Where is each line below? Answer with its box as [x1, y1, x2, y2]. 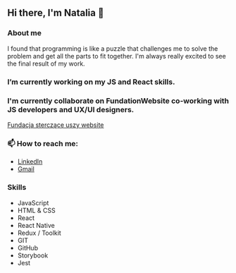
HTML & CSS [17, 206, 56, 214]
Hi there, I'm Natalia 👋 [7, 7, 104, 19]
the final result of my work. [7, 59, 86, 68]
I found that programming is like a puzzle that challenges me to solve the [7, 44, 218, 53]
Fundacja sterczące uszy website [7, 121, 104, 129]
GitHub [17, 243, 39, 252]
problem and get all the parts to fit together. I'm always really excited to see [7, 51, 227, 60]
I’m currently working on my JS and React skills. [7, 77, 175, 87]
